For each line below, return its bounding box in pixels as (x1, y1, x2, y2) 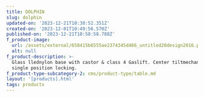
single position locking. (12, 64, 78, 71)
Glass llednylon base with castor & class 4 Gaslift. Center (12, 59, 170, 65)
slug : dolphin (6, 14, 42, 20)
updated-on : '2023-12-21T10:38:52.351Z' (6, 20, 110, 26)
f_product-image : (6, 37, 50, 43)
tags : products (6, 82, 45, 88)
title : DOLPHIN (6, 8, 45, 15)
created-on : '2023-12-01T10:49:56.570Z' (6, 25, 110, 32)
